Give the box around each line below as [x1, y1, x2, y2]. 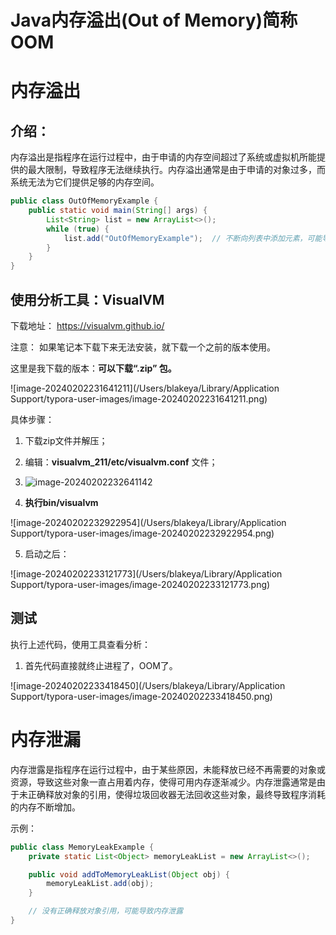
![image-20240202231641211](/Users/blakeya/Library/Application [10, 382, 280, 394]
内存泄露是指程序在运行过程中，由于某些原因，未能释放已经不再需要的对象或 [10, 763, 326, 775]
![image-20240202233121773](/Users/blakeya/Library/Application [10, 568, 283, 580]
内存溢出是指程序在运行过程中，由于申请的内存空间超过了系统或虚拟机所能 [10, 151, 317, 163]
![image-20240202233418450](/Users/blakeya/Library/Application [10, 679, 286, 691]
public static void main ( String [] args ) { [28, 206, 208, 216]
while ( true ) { [46, 224, 110, 234]
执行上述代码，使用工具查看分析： [10, 638, 151, 650]
